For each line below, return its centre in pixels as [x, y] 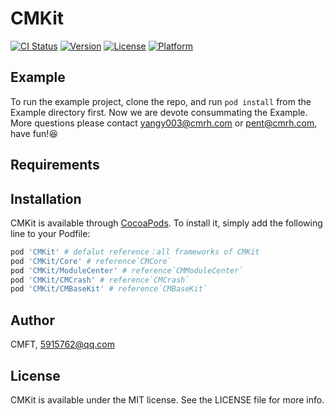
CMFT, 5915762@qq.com [62, 344]
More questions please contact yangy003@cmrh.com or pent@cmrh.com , [164, 123]
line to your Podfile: [50, 233]
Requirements [55, 165]
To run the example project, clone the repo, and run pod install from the [161, 101]
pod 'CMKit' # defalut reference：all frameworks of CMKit [135, 252]
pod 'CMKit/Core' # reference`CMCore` [91, 261]
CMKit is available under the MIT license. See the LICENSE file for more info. [167, 399]
